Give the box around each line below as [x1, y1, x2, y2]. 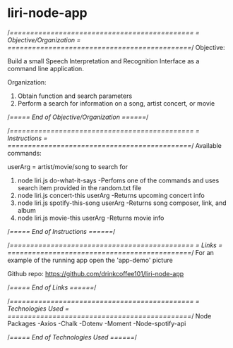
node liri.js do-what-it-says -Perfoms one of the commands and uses [17, 176, 220, 185]
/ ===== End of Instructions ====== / [7, 227, 116, 235]
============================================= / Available [7, 141, 222, 149]
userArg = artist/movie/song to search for [7, 162, 129, 170]
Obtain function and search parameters [17, 92, 133, 100]
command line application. [7, 64, 85, 73]
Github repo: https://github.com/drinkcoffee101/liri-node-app [7, 269, 184, 278]
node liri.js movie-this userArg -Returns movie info [17, 213, 165, 222]
